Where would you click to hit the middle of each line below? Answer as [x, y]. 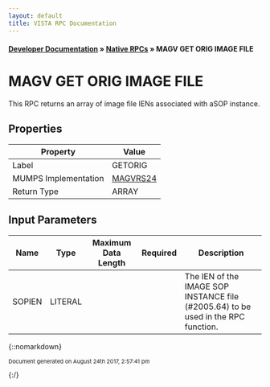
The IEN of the [212, 276]
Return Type [35, 191]
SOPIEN [27, 301]
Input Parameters [53, 220]
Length [112, 262]
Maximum [112, 242]
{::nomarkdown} [35, 346]
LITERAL [66, 301]
